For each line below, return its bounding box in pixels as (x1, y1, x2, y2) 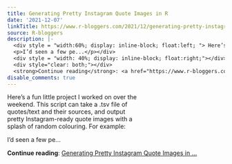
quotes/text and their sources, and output (7, 107, 126, 116)
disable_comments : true (7, 74, 76, 81)
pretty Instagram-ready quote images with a (7, 115, 133, 123)
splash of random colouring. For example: (7, 122, 126, 131)
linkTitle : (7, 23, 39, 30)
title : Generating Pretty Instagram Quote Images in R (7, 10, 168, 17)
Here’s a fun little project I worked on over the (7, 93, 137, 101)
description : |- (7, 36, 54, 43)
